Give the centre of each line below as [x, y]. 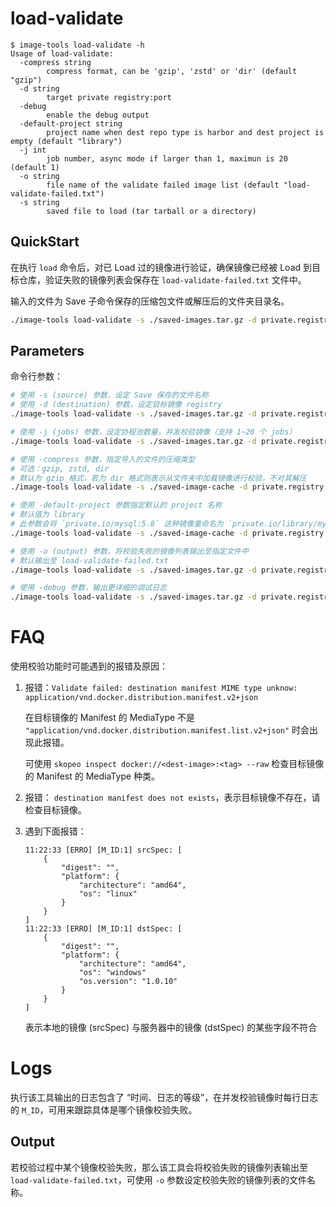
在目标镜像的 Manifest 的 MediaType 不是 [110, 718]
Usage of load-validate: [62, 53]
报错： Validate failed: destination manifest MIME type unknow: [161, 688]
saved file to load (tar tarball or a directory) [151, 211]
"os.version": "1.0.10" [128, 982]
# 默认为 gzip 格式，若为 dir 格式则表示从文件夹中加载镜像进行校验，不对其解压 [158, 478]
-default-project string [71, 123]
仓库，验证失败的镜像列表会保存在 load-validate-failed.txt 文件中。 [162, 279]
